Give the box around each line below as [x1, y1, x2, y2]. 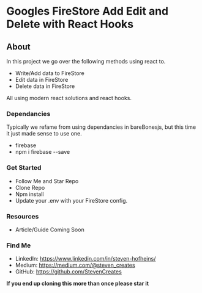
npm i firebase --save [15, 148, 70, 156]
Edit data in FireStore [15, 76, 69, 83]
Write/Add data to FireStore [15, 70, 84, 77]
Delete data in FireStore [15, 82, 75, 90]
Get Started [6, 164, 42, 172]
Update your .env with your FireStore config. [15, 197, 128, 204]
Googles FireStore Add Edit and [6, 4, 169, 18]
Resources [6, 212, 39, 220]
